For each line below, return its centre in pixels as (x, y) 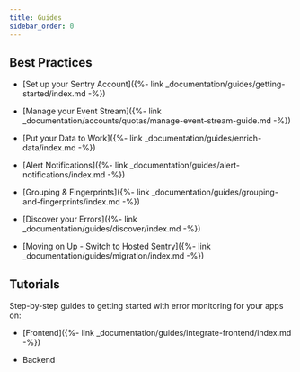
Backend (39, 360)
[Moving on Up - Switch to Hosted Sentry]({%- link (116, 246)
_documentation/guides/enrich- (203, 138)
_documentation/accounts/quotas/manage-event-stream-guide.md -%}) (157, 121)
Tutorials (35, 284)
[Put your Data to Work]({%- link (82, 138)
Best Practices (51, 63)
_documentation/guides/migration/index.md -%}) (113, 256)
